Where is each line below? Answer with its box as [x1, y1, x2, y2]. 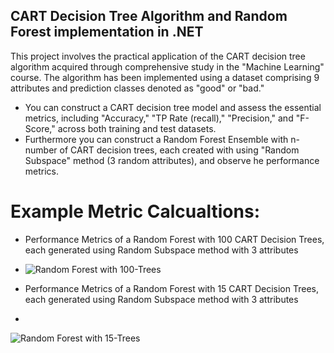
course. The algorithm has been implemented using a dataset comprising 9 [10, 71, 320, 83]
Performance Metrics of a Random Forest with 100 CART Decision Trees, [24, 233, 325, 245]
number [24, 144, 58, 156]
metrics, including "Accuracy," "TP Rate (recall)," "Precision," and [24, 112, 294, 124]
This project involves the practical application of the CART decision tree [10, 50, 306, 62]
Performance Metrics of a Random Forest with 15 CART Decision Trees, [24, 282, 319, 294]
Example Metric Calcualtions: [10, 200, 260, 223]
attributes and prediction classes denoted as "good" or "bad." [10, 82, 265, 94]
